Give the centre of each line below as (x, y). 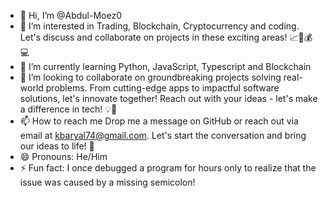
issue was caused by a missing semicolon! (107, 182)
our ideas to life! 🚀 (57, 146)
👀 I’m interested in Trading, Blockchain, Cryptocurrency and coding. (159, 26)
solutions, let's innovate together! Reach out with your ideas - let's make (168, 98)
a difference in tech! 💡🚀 (68, 109)
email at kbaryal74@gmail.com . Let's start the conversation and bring (163, 135)
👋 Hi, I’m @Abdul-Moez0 (70, 15)
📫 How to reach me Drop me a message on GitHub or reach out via (159, 121)
